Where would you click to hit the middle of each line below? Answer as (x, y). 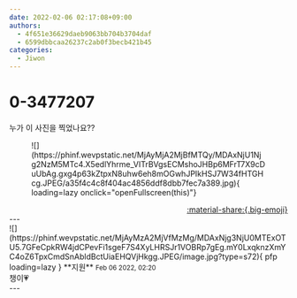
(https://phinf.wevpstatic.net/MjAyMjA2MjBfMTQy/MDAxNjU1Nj (147, 155)
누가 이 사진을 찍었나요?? (52, 127)
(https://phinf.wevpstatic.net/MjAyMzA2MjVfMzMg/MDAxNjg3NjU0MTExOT (148, 237)
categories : (31, 50)
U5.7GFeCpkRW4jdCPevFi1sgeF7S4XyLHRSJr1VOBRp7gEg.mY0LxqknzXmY (148, 247)
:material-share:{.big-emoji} (237, 210)
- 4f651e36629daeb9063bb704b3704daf (84, 34)
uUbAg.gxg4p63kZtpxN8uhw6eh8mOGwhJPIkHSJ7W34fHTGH (147, 173)
